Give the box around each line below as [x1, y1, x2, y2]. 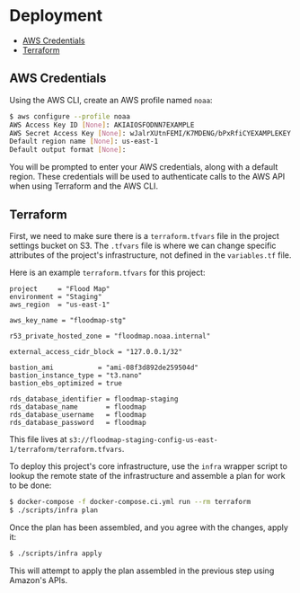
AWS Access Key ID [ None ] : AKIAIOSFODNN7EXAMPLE [9, 120, 195, 129]
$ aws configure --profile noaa [9, 111, 130, 121]
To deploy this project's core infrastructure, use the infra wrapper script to [9, 460, 287, 472]
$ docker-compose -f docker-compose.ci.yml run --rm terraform [9, 497, 251, 506]
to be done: [9, 480, 52, 491]
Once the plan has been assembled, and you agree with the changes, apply [9, 522, 289, 533]
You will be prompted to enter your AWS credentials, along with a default [9, 162, 278, 173]
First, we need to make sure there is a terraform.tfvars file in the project [9, 230, 280, 241]
